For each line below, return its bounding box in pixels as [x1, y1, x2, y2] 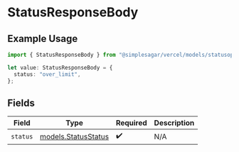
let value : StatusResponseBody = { [7, 64, 113, 71]
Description [154, 118, 195, 128]
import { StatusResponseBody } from [7, 51, 116, 58]
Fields [7, 97, 36, 109]
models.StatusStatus [40, 131, 109, 141]
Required [115, 118, 147, 128]
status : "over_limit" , [14, 70, 81, 78]
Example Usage [7, 33, 78, 45]
